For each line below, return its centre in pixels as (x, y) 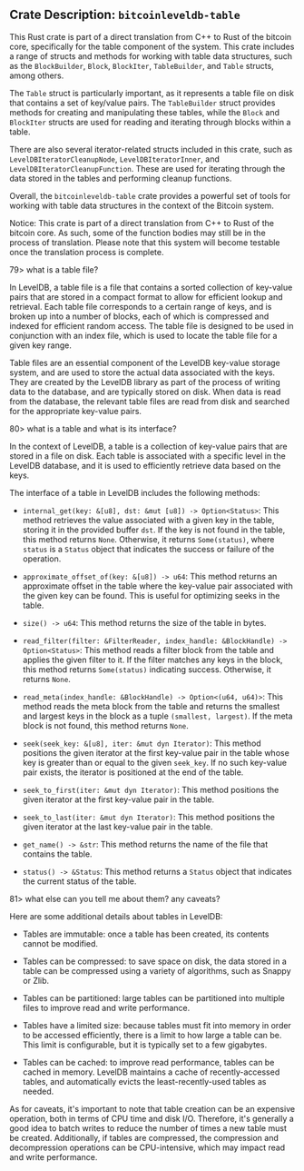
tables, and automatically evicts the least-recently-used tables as (144, 1081)
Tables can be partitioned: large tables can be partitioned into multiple (154, 997)
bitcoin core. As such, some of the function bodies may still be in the (137, 233)
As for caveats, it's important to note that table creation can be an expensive (152, 1108)
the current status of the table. (79, 881)
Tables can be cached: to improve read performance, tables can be (148, 1062)
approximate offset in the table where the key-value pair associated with (157, 586)
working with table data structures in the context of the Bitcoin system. (142, 205)
